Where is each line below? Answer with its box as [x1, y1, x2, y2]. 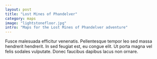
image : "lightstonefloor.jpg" [5, 20, 67, 26]
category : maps [5, 16, 36, 21]
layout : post [5, 7, 32, 12]
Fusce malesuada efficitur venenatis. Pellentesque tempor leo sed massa [5, 38, 153, 44]
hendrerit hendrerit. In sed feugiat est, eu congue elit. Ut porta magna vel [5, 44, 153, 49]
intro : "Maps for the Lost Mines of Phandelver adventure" [5, 25, 128, 30]
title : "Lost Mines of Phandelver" [5, 12, 78, 16]
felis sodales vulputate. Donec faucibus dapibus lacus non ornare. [5, 49, 138, 55]
